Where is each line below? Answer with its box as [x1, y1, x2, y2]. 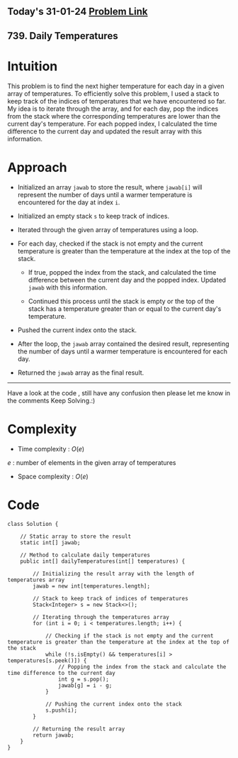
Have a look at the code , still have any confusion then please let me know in [7, 388, 231, 397]
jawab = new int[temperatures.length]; [33, 582, 151, 590]
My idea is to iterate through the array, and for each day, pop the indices [7, 104, 219, 113]
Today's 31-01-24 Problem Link [7, 6, 148, 18]
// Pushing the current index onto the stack [45, 701, 182, 708]
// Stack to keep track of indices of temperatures [33, 595, 189, 602]
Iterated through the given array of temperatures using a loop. [17, 225, 199, 234]
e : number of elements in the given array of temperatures [7, 458, 176, 467]
